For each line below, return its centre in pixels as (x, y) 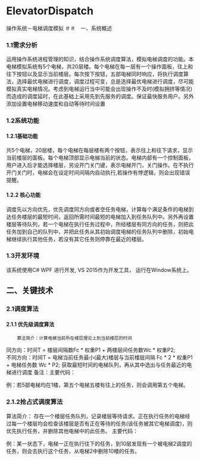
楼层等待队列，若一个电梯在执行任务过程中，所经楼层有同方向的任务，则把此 (100, 224)
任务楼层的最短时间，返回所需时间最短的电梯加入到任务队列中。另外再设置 (102, 217)
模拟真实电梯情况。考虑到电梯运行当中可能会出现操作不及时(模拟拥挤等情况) (99, 89)
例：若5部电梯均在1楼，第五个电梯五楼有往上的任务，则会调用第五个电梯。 (97, 385)
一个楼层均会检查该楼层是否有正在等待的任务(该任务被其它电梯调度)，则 (104, 423)
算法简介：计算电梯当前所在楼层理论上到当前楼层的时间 (74, 338)
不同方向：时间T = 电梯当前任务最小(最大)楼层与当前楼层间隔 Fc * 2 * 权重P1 (99, 358)
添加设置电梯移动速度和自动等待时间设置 (56, 104)
